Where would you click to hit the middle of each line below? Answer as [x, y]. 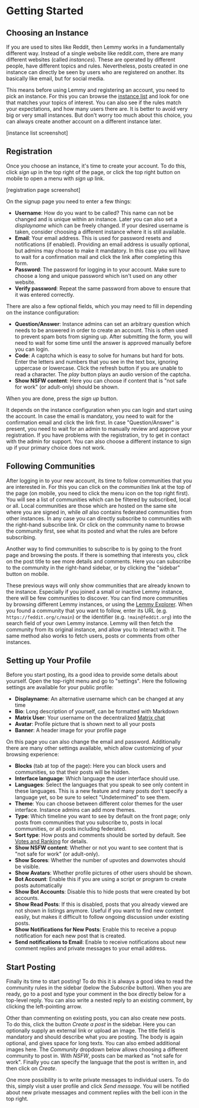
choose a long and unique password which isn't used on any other [96, 276]
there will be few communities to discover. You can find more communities [97, 598]
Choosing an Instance [47, 33]
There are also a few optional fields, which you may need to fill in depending [99, 306]
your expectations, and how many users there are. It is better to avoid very [97, 109]
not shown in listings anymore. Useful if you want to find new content [99, 911]
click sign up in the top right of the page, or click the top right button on [93, 172]
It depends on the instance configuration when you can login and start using [99, 409]
